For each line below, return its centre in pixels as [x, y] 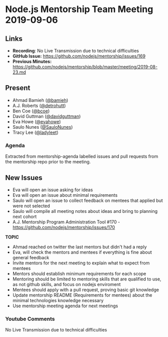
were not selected [31, 206]
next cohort [24, 216]
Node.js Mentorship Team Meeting [79, 9]
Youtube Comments [30, 319]
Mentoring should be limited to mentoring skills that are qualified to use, [87, 279]
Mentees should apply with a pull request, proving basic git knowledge [86, 290]
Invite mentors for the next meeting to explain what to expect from [81, 263]
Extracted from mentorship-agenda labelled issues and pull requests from [82, 156]
